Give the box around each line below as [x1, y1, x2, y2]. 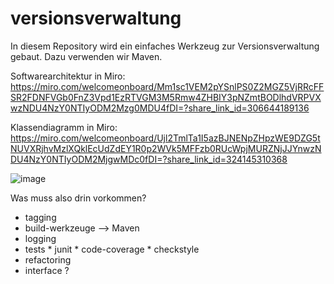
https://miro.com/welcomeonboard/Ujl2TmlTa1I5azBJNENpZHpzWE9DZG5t [10, 132, 321, 144]
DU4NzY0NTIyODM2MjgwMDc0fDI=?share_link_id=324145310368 [10, 153, 288, 165]
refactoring [24, 253, 72, 266]
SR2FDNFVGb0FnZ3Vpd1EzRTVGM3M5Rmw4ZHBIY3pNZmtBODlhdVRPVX [10, 91, 322, 103]
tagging [24, 211, 57, 223]
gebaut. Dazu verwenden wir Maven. [10, 50, 163, 62]
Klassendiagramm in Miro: [10, 121, 118, 133]
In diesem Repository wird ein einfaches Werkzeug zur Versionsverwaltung [10, 40, 320, 52]
